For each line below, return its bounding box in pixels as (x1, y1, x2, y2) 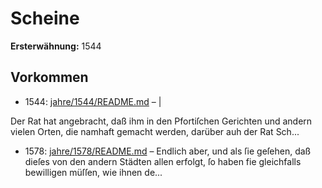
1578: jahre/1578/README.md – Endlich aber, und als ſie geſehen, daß (24, 145, 312, 157)
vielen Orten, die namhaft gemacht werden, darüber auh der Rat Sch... (10, 125, 300, 137)
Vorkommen (10, 69, 89, 86)
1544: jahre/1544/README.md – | (24, 95, 162, 107)
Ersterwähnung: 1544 (10, 40, 102, 52)
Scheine (10, 7, 80, 30)
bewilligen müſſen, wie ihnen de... (24, 166, 163, 178)
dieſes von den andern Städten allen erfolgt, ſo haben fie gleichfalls (24, 155, 302, 167)
